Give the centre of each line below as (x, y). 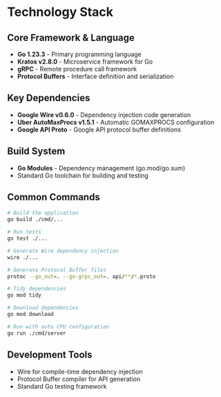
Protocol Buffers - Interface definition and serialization (95, 76)
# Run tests (24, 232)
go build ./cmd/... (35, 220)
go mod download (30, 315)
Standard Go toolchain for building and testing (83, 175)
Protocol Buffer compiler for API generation (78, 379)
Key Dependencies (49, 98)
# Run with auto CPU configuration (58, 326)
